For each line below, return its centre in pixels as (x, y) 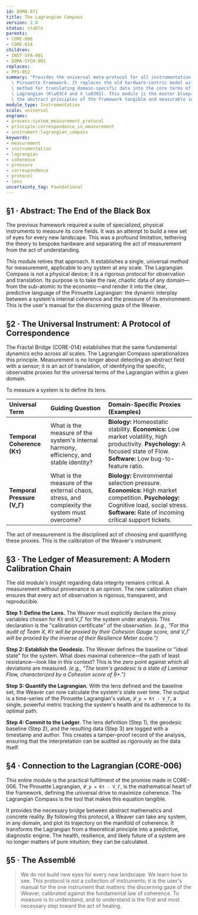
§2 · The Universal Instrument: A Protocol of (88, 324)
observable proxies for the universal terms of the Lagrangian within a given (97, 373)
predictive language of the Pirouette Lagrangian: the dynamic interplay (92, 293)
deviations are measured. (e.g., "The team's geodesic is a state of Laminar (97, 668)
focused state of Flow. (139, 452)
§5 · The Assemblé (41, 860)
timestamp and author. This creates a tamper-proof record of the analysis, (96, 735)
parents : (17, 34)
